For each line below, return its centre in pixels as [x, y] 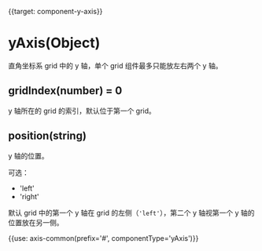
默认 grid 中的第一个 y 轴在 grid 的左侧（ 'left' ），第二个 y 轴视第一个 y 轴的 [131, 213]
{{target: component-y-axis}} [55, 11]
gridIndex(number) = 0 [65, 91]
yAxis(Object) [54, 43]
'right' [29, 196]
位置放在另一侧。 [36, 222]
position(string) [47, 136]
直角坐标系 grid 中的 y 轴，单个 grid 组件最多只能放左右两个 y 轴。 [115, 65]
